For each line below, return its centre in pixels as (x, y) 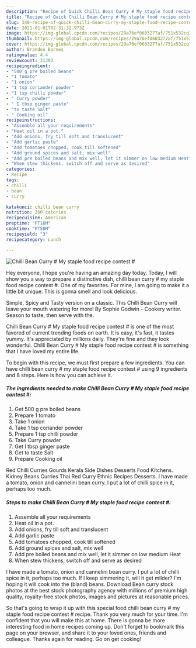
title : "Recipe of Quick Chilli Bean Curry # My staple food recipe (91, 17)
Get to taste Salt (34, 453)
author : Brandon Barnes (35, 50)
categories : (20, 169)
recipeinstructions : (31, 120)
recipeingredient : (28, 66)
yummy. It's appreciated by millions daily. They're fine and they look (88, 339)
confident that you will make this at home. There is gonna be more (85, 621)
